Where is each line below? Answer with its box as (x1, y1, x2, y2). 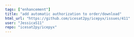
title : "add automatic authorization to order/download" (5, 12, 122, 16)
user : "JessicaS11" (5, 20, 44, 25)
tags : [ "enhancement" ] (5, 7, 51, 12)
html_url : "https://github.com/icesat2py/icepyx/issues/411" (5, 16, 131, 21)
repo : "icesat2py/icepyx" (5, 25, 57, 30)
